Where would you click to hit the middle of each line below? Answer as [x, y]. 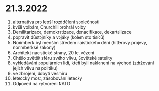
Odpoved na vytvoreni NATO [41, 83]
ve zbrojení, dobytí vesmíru [40, 73]
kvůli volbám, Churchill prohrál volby [49, 27]
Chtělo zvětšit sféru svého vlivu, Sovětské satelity [62, 58]
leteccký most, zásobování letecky [47, 78]
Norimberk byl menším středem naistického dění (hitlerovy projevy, [80, 42]
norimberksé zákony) [34, 47]
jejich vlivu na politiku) [35, 68]
